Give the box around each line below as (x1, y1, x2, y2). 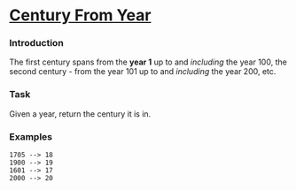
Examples (9, 130, 53, 142)
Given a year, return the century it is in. (9, 108, 152, 119)
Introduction (9, 37, 64, 49)
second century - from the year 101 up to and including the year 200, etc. (9, 66, 277, 77)
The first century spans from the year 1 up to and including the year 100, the (9, 57, 288, 67)
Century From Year (9, 5, 152, 26)
